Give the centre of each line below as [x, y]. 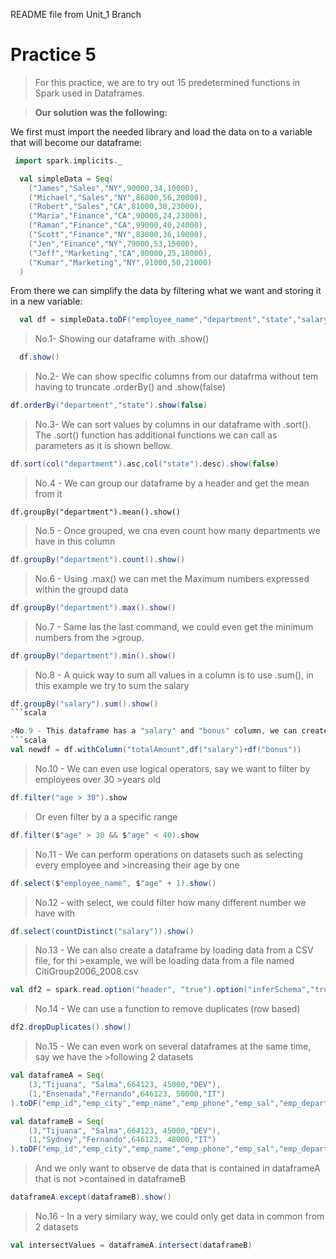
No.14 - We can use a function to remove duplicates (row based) [167, 1009]
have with [55, 913]
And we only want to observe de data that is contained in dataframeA [177, 1168]
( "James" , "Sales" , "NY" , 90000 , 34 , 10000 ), [113, 188]
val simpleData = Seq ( [66, 179]
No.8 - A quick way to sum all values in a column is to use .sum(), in [174, 675]
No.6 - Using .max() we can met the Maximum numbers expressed [172, 578]
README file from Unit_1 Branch [76, 14]
